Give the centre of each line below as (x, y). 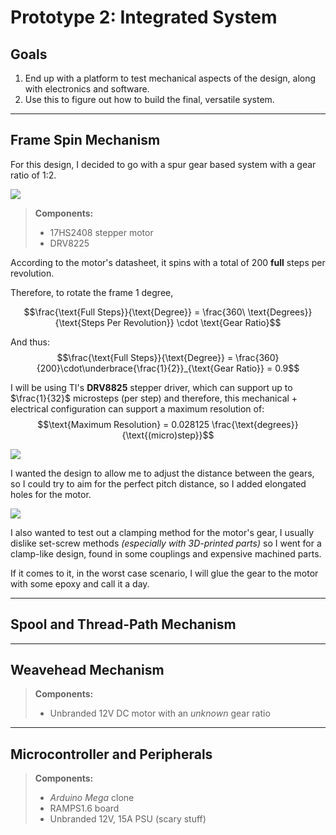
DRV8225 (69, 243)
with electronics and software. (87, 89)
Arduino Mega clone (92, 798)
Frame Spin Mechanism (85, 140)
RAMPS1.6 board (84, 808)
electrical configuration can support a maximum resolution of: (137, 408)
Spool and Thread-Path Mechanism (123, 624)
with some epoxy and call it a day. (80, 583)
